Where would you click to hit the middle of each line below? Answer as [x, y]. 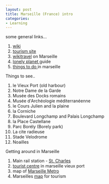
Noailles [21, 142]
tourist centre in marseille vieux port [48, 166]
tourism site [24, 51]
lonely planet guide [32, 61]
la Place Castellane [31, 122]
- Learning [16, 23]
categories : [17, 18]
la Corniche [24, 111]
